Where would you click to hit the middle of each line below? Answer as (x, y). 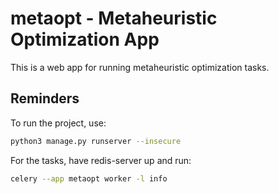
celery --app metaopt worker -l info (89, 178)
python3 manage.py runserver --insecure (96, 141)
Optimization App (85, 39)
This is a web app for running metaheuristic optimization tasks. (140, 67)
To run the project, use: (58, 123)
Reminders (45, 98)
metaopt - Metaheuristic (114, 18)
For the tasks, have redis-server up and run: (101, 160)
